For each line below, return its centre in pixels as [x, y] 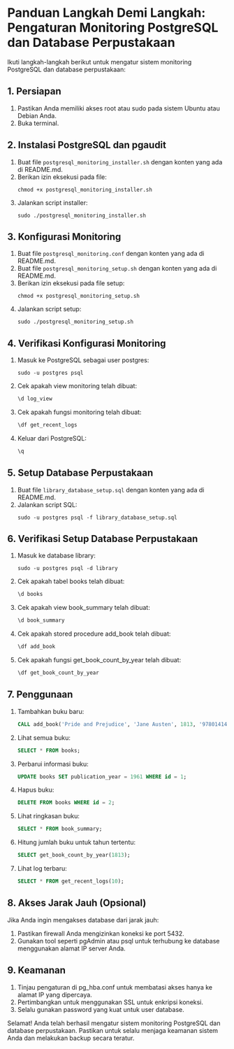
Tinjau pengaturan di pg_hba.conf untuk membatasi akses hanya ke [115, 987]
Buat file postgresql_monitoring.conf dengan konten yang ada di [111, 254]
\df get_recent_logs [47, 425]
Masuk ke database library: [56, 556]
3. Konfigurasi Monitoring [64, 237]
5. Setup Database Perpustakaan [80, 473]
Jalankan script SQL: [47, 504]
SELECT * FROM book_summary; [60, 829]
